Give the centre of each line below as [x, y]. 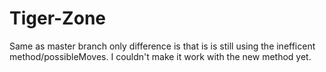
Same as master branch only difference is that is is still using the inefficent [162, 46]
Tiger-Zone [57, 18]
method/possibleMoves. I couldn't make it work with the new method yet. [160, 56]
